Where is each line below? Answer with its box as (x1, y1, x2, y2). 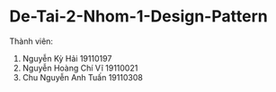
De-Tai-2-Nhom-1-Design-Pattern (9, 6, 268, 27)
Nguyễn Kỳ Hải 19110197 (22, 53, 112, 63)
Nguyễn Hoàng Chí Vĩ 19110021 (22, 63, 138, 73)
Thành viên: (9, 36, 54, 46)
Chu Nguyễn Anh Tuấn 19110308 (22, 71, 144, 82)
